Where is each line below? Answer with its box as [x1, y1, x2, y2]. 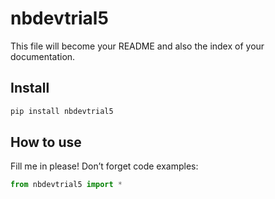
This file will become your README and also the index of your [10, 40, 265, 52]
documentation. [10, 50, 76, 62]
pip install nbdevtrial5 [10, 106, 114, 116]
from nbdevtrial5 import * [10, 180, 123, 190]
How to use [10, 134, 82, 151]
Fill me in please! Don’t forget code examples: [10, 160, 199, 172]
